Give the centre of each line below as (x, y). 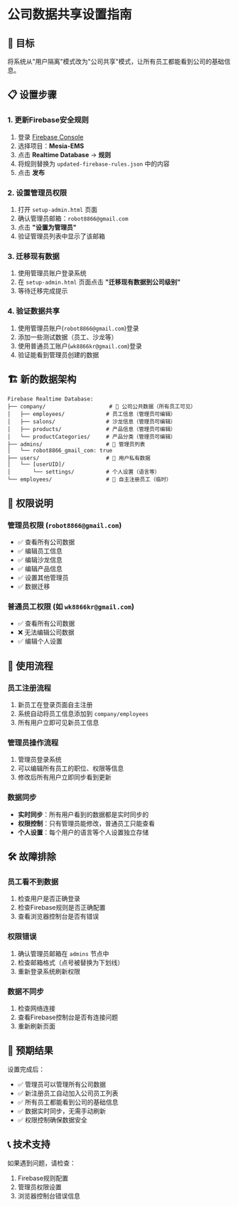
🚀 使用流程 (30, 666)
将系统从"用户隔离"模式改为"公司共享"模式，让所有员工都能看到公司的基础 (116, 62)
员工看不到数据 (33, 881)
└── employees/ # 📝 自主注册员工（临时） (90, 480)
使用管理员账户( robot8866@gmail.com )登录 (79, 328)
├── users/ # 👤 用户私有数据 (79, 458)
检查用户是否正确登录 (49, 899)
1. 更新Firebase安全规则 (48, 120)
